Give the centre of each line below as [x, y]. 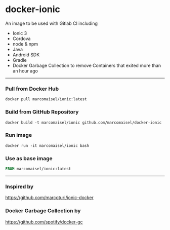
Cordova [22, 39]
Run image [18, 135]
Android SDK [26, 55]
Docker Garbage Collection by [43, 211]
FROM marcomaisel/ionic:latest [38, 169]
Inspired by [19, 186]
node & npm [25, 44]
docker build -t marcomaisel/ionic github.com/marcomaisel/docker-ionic [83, 123]
